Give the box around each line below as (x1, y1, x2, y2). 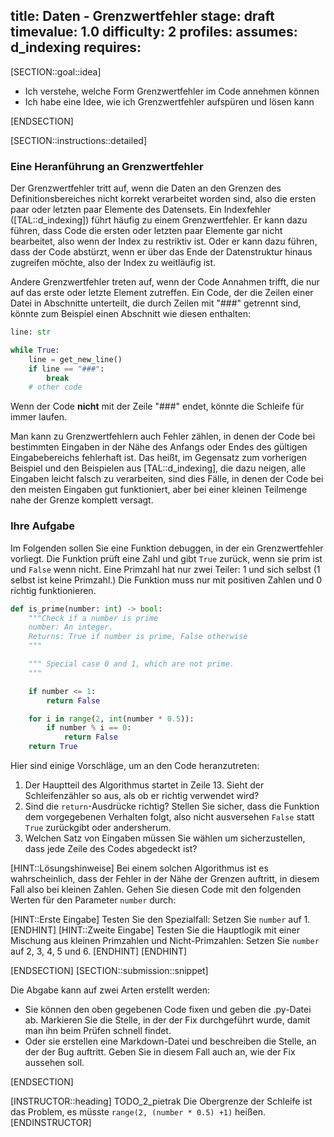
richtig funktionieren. (10, 584, 97, 596)
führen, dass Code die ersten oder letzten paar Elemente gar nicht (10, 225, 283, 237)
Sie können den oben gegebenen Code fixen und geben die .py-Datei (24, 1004, 312, 1016)
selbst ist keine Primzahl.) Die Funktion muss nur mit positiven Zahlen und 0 (10, 574, 323, 586)
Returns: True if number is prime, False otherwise (28, 632, 248, 642)
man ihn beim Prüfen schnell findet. (24, 1025, 172, 1037)
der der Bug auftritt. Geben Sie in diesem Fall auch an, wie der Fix (24, 1046, 296, 1058)
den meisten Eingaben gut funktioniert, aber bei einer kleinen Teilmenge (10, 484, 308, 496)
